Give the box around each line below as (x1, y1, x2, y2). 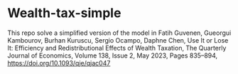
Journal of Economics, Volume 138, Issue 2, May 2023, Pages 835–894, (7, 51, 218, 60)
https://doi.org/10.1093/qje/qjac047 (7, 58, 111, 67)
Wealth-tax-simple (7, 5, 121, 21)
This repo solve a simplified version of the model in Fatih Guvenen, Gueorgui (7, 28, 232, 37)
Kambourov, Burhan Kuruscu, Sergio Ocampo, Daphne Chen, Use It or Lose (7, 36, 229, 44)
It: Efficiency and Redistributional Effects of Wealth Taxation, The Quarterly (7, 43, 227, 52)
